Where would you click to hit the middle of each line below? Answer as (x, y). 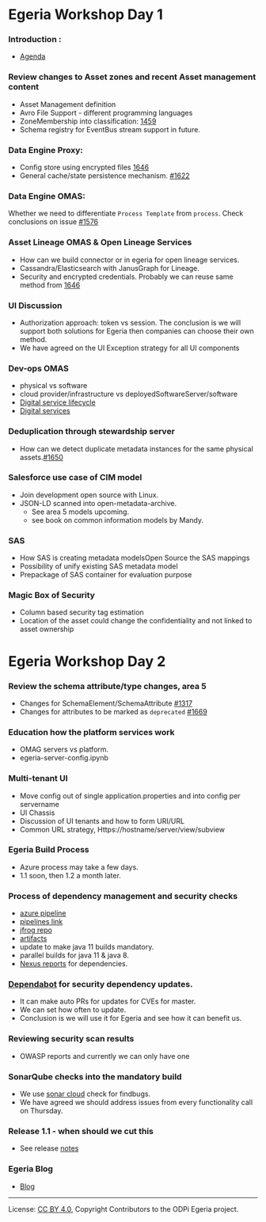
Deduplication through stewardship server (92, 432)
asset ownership (47, 629)
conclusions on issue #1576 (53, 222)
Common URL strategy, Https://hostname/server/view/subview (122, 829)
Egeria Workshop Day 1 (86, 15)
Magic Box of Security (51, 596)
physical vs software (53, 386)
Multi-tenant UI (38, 779)
